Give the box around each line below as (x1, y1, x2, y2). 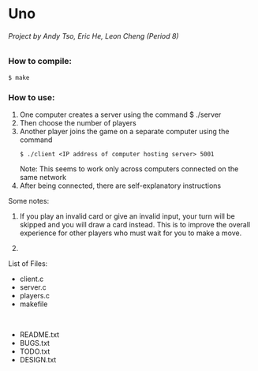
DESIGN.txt (19, 355, 57, 365)
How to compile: (8, 56, 73, 67)
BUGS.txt (19, 339, 50, 348)
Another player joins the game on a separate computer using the (19, 127, 230, 137)
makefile (19, 299, 48, 309)
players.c (19, 291, 50, 301)
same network (19, 173, 67, 182)
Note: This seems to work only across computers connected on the (19, 164, 239, 174)
